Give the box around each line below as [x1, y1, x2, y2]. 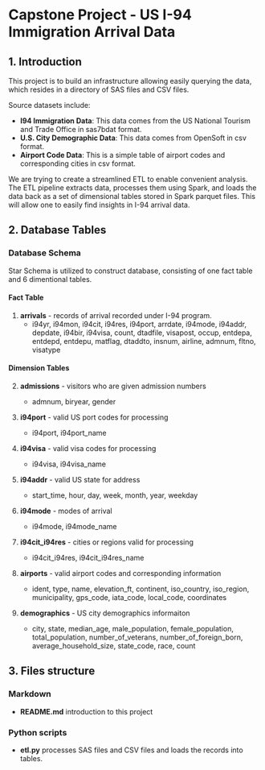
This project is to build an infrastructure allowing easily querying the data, [8, 77, 252, 85]
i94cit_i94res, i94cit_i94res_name [31, 553, 145, 563]
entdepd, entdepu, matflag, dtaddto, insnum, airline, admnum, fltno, [31, 336, 256, 346]
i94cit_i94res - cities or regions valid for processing [19, 537, 194, 547]
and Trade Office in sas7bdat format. [19, 125, 142, 134]
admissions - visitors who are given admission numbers [19, 381, 206, 391]
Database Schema [8, 247, 82, 259]
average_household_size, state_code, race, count [31, 641, 196, 651]
